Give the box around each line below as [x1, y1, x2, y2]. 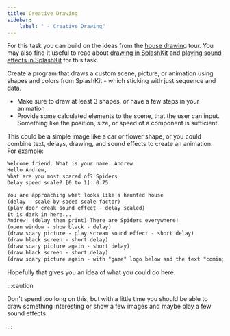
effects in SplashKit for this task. [7, 56, 99, 64]
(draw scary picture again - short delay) [7, 243, 130, 250]
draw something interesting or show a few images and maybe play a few [7, 302, 212, 310]
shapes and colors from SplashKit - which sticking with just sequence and [7, 77, 216, 85]
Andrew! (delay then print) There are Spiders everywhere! [7, 217, 179, 224]
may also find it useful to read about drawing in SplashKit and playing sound [7, 49, 222, 57]
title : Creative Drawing [7, 10, 78, 17]
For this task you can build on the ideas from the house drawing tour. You [7, 42, 214, 50]
